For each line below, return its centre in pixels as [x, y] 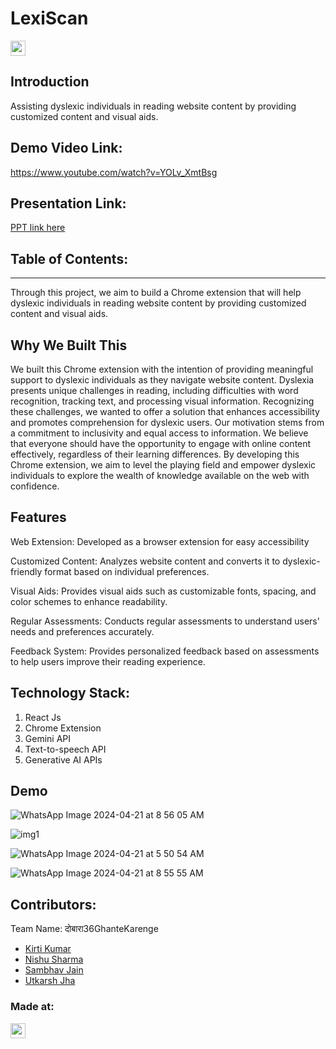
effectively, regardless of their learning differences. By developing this [155, 454]
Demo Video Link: [66, 148]
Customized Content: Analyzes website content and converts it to [145, 561]
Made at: [32, 1007]
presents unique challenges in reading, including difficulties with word [154, 390]
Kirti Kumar [48, 949]
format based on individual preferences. [127, 571]
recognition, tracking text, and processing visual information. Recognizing [162, 401]
